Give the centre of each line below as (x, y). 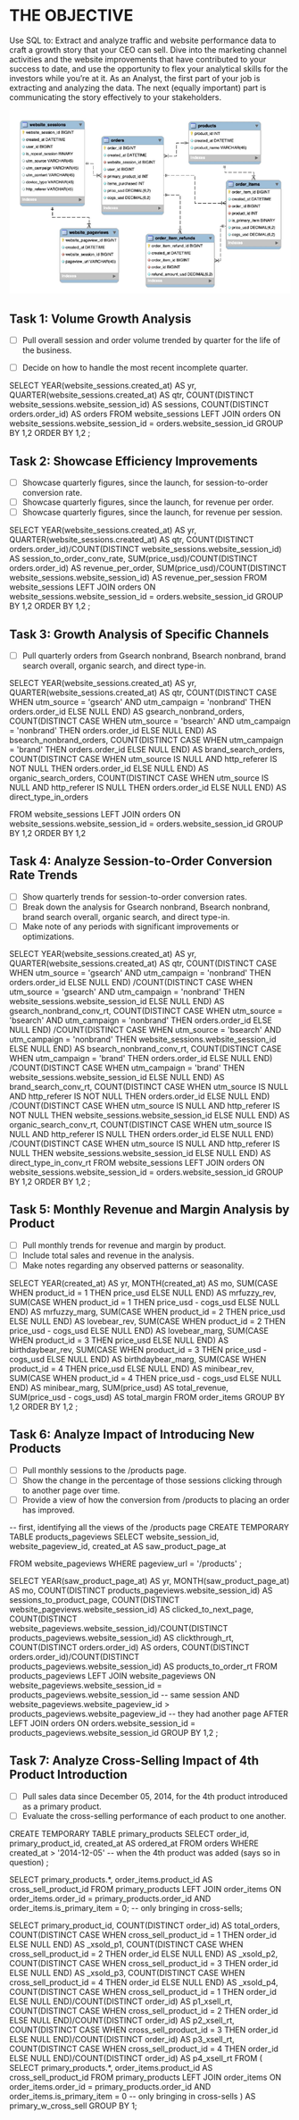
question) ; (29, 1863)
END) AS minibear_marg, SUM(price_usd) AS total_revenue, (119, 1388)
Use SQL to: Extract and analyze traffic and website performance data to (143, 40)
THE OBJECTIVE (71, 16)
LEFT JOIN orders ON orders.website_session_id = (103, 1723)
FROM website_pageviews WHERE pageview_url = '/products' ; (126, 1563)
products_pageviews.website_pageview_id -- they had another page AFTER (149, 1714)
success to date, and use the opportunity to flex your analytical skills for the (149, 69)
